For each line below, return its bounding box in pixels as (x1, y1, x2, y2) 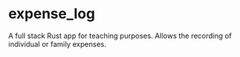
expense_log (8, 5, 96, 23)
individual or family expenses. (8, 39, 106, 48)
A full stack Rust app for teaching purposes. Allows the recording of (8, 31, 232, 40)
